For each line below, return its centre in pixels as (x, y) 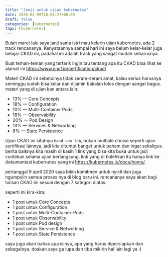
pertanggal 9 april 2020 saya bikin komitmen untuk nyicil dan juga (73, 172)
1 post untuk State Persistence (44, 234)
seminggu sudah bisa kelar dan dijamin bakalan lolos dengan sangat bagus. (83, 84)
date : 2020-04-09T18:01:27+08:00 (40, 15)
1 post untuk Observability (39, 218)
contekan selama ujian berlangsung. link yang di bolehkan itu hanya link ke (82, 157)
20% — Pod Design (33, 120)
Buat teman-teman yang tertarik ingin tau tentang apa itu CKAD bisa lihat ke (83, 63)
